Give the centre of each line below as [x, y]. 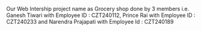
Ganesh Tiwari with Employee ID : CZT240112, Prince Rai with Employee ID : [101, 15]
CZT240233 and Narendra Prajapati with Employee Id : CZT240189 [90, 22]
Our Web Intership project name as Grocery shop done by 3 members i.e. [98, 9]
